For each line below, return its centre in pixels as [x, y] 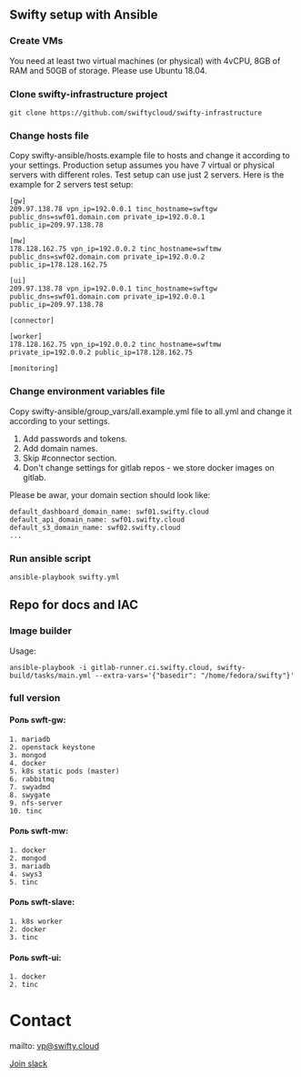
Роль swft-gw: [38, 720]
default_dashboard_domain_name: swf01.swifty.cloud [109, 512]
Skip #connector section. [70, 458]
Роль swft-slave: [42, 902]
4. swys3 [26, 874]
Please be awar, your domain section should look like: [110, 494]
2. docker [28, 930]
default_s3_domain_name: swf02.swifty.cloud [95, 527]
